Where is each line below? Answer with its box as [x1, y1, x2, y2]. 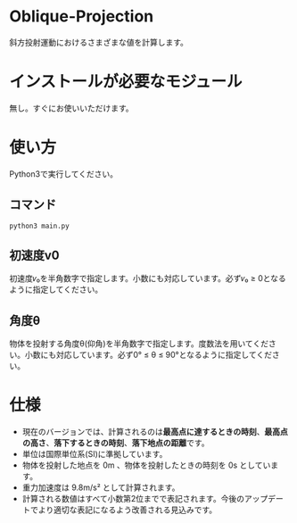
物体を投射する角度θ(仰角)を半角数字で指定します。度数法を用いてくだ [9, 338, 269, 349]
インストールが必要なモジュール [9, 71, 243, 92]
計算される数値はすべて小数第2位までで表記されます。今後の [21, 494, 245, 504]
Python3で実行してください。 [9, 168, 119, 179]
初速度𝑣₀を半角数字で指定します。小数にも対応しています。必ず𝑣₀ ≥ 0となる [9, 273, 287, 284]
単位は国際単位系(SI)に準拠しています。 [21, 449, 168, 460]
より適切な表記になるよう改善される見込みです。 [37, 504, 218, 515]
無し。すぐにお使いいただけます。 [9, 103, 134, 113]
